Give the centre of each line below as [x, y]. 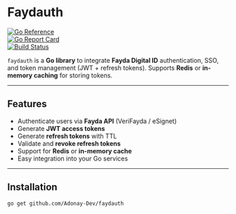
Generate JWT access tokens [61, 128]
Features [27, 104]
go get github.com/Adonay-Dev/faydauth [66, 203]
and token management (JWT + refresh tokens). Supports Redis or [104, 68]
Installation [32, 187]
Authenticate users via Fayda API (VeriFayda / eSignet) [97, 121]
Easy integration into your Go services [73, 158]
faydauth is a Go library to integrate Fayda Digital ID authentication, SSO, [113, 60]
